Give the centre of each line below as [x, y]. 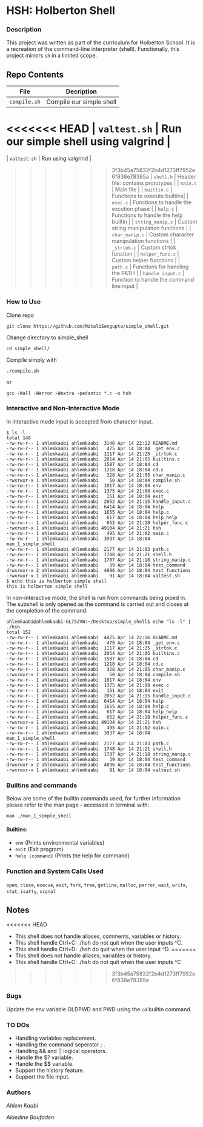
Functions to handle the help [147, 215]
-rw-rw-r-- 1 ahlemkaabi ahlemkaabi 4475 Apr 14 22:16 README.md [92, 637]
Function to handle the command [153, 280]
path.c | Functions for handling [150, 267]
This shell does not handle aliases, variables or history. [83, 956]
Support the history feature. [50, 1071]
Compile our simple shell [82, 102]
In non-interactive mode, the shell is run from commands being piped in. [96, 597]
